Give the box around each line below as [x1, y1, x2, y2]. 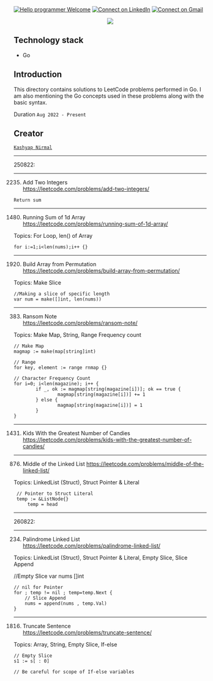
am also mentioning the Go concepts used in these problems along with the [13, 92, 204, 100]
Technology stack [13, 35, 84, 45]
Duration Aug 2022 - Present [13, 111, 86, 118]
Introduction [13, 69, 62, 80]
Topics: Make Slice [13, 279, 61, 286]
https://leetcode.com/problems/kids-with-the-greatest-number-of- [22, 436, 192, 444]
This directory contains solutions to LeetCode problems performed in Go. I [13, 85, 201, 93]
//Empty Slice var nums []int [13, 572, 84, 580]
